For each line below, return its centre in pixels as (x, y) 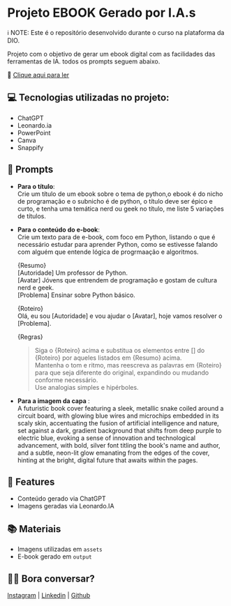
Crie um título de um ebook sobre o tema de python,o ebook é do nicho (120, 194)
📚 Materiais (34, 529)
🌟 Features (31, 482)
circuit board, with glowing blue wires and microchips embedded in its (118, 416)
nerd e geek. (36, 287)
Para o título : (36, 186)
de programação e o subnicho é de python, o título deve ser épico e (115, 201)
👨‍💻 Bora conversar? (51, 578)
